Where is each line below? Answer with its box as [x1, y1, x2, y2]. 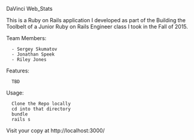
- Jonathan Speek [11, 51, 55, 57]
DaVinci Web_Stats [6, 5, 53, 12]
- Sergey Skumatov [11, 46, 58, 52]
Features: [6, 67, 30, 74]
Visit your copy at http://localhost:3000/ [6, 127, 105, 134]
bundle [11, 111, 28, 117]
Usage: [6, 89, 24, 96]
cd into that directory [11, 106, 71, 112]
